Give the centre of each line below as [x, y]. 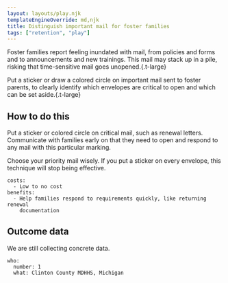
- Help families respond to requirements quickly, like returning [110, 199]
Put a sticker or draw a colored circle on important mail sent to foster [104, 80]
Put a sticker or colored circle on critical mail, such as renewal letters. [105, 133]
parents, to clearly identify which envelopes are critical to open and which [111, 87]
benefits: [21, 193]
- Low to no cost [38, 187]
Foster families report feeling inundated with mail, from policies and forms [111, 52]
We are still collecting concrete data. [59, 248]
